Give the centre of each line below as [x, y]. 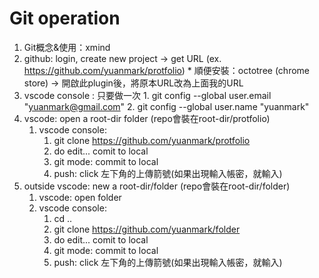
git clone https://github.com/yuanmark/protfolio [152, 140]
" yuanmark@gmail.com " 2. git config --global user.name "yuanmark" [166, 106]
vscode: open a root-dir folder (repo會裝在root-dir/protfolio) [147, 118]
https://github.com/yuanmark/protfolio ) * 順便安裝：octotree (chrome [166, 70]
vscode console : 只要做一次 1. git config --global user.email [147, 95]
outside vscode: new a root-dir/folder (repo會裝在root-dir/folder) [157, 186]
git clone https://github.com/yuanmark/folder [147, 229]
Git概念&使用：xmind [67, 47]
